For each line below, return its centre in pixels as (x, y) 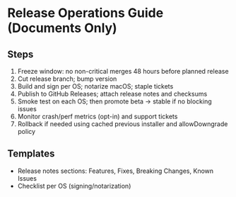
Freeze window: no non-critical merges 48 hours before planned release (123, 71)
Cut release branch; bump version (67, 79)
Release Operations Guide (85, 13)
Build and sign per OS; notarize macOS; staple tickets (95, 86)
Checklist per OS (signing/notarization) (74, 186)
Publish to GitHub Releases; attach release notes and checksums (112, 94)
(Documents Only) (63, 28)
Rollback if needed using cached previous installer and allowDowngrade (123, 124)
